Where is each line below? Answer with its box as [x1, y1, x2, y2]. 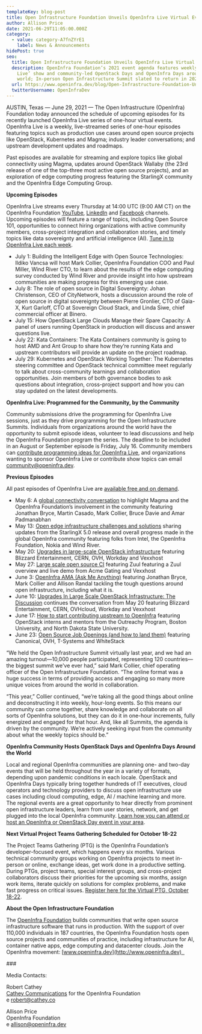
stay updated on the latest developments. [14, 387, 118, 394]
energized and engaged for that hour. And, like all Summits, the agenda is [6, 718, 188, 726]
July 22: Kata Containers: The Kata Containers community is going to [14, 335, 187, 343]
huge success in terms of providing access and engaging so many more [6, 674, 185, 682]
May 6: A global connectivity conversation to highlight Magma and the [14, 496, 189, 503]
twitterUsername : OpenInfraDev [11, 87, 90, 93]
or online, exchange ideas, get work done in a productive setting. [25, 861, 186, 868]
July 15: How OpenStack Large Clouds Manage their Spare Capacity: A [14, 317, 191, 324]
